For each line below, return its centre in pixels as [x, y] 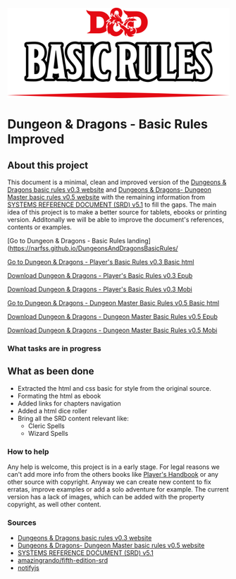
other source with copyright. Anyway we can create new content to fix [109, 482]
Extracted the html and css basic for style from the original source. [114, 388]
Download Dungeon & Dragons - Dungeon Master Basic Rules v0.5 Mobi [112, 330]
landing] [139, 240]
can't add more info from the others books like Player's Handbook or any [113, 474]
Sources [22, 523]
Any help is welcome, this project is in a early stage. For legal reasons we [114, 467]
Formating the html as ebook [59, 396]
